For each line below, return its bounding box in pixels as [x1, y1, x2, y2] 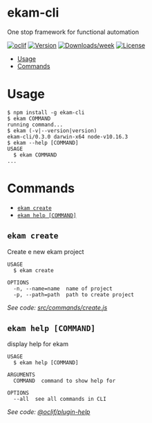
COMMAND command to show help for [13, 377, 116, 385]
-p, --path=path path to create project [13, 291, 135, 298]
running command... [7, 121, 64, 128]
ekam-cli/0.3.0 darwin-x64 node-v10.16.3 [7, 133, 129, 140]
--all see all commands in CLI [13, 396, 107, 403]
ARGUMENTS [7, 372, 36, 379]
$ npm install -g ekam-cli [7, 109, 85, 116]
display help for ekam [7, 340, 69, 348]
